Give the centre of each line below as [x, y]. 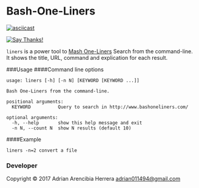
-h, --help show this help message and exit [77, 123]
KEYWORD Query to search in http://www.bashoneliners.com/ [100, 107]
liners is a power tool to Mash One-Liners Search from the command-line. [99, 51]
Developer [22, 166]
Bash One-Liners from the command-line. [58, 91]
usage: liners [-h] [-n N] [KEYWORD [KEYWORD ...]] [73, 80]
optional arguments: [32, 117]
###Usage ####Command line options [55, 69]
